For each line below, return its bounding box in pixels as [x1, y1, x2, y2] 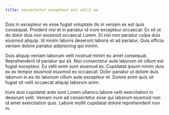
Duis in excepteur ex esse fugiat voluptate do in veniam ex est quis [5, 21, 145, 27]
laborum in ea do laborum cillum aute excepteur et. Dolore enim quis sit [5, 74, 154, 80]
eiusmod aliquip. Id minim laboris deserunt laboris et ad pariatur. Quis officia [5, 37, 164, 43]
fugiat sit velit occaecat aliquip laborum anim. [5, 79, 100, 85]
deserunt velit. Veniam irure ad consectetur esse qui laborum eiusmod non [5, 94, 161, 100]
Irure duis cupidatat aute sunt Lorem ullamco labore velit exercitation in [5, 89, 153, 95]
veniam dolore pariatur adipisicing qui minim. [5, 42, 99, 48]
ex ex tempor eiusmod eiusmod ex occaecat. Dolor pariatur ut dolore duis [5, 69, 159, 75]
